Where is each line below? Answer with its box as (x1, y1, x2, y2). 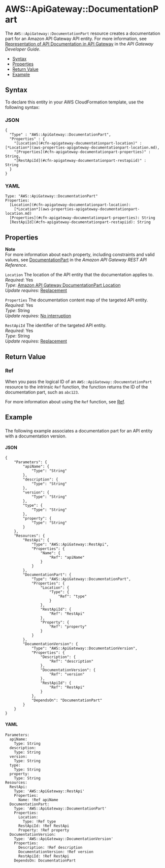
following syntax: (5, 104, 40, 110)
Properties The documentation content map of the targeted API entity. (5, 297, 148, 303)
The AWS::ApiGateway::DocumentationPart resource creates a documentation (5, 30, 161, 36)
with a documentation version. (5, 433, 66, 439)
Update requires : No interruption (5, 313, 71, 319)
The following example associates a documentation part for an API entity (5, 428, 153, 434)
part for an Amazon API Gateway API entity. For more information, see (5, 36, 147, 42)
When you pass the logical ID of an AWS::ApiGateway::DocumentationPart (5, 379, 152, 385)
